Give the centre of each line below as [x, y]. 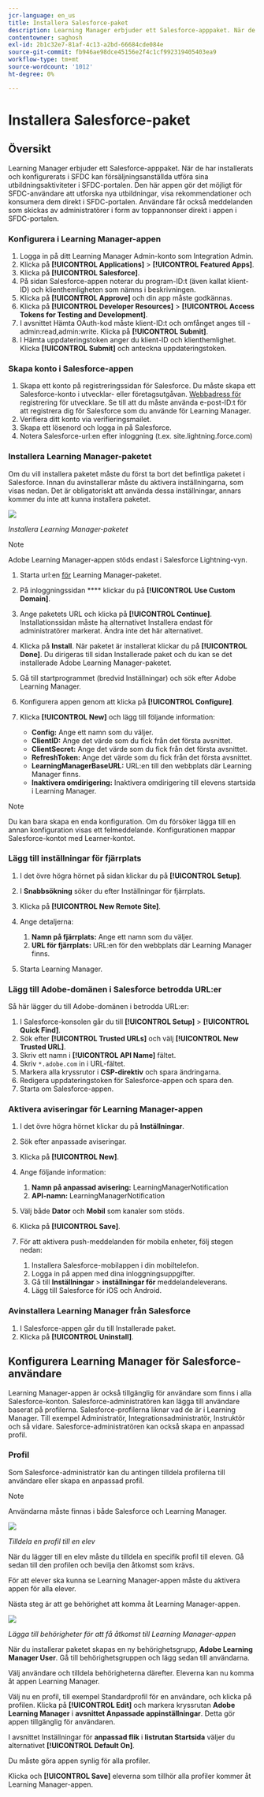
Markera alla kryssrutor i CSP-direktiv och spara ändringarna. [120, 1072]
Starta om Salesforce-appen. [67, 1089]
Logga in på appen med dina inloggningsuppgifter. [113, 1274]
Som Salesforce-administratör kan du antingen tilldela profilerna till [117, 1472]
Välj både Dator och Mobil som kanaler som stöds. [102, 1211]
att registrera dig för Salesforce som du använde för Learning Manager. [135, 411]
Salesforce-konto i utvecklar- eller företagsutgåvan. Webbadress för [130, 394]
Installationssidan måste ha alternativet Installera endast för [116, 622]
